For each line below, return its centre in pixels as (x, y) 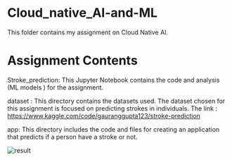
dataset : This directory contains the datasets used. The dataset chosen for (116, 101)
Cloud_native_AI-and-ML (83, 13)
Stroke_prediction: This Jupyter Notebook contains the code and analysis (114, 80)
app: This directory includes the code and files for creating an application (114, 129)
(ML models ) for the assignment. (56, 87)
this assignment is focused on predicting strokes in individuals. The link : (112, 108)
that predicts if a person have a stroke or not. (73, 136)
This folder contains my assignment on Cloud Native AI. (88, 32)
